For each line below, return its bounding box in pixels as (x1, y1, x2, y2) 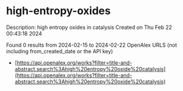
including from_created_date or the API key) (6, 47, 114, 54)
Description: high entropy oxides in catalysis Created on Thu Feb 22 (6, 24, 172, 31)
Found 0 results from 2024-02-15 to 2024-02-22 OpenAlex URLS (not (6, 41, 178, 48)
